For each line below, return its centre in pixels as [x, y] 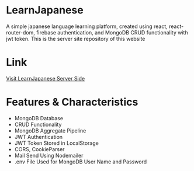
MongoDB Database [39, 118]
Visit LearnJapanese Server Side [46, 78]
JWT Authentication [39, 137]
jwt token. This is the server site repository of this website [76, 39]
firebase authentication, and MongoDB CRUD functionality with [112, 32]
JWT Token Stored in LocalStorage [57, 143]
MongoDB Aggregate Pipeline [50, 130]
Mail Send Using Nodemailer [49, 155]
